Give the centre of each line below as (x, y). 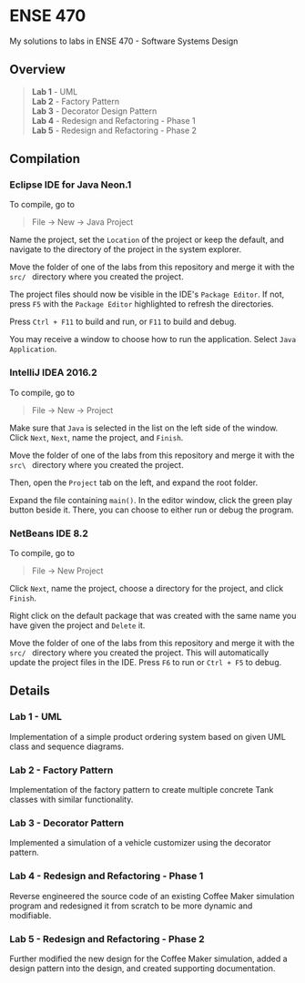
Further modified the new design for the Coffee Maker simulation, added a (149, 958)
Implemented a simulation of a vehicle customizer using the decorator (140, 843)
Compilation (45, 159)
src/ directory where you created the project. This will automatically (139, 653)
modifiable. (30, 915)
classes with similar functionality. (71, 800)
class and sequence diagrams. (67, 746)
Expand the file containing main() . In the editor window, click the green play (151, 500)
